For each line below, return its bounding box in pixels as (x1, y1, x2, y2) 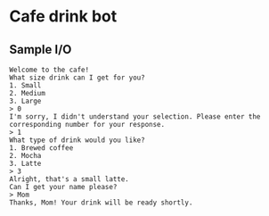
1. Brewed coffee (9, 144, 74, 153)
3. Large (9, 96, 42, 105)
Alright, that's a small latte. (9, 175, 129, 184)
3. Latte (9, 159, 42, 168)
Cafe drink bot (9, 6, 118, 27)
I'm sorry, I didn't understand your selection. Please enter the (9, 112, 261, 121)
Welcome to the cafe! (9, 65, 90, 74)
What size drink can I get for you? (9, 73, 145, 82)
